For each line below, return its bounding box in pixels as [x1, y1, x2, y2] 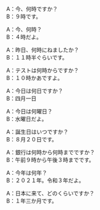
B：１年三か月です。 [6, 197, 58, 205]
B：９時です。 [6, 13, 41, 20]
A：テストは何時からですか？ [6, 67, 79, 74]
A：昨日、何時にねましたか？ [6, 46, 79, 53]
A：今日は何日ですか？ [6, 87, 64, 94]
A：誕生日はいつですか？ [6, 128, 68, 135]
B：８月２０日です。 [6, 136, 58, 143]
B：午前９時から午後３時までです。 [6, 157, 95, 163]
